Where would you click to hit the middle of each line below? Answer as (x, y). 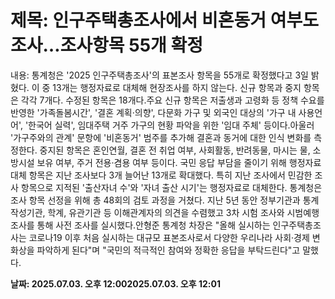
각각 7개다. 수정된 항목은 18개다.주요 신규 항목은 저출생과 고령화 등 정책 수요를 (172, 100)
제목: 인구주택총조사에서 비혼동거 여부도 (164, 20)
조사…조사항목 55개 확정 (106, 45)
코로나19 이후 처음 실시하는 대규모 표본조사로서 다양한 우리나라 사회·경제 (169, 237)
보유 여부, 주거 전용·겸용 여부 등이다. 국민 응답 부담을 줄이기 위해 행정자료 (179, 162)
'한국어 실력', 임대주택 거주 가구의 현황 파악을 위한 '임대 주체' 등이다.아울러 (169, 125)
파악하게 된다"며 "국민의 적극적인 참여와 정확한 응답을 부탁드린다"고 (168, 250)
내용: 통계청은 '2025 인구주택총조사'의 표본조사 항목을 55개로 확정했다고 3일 (159, 75)
